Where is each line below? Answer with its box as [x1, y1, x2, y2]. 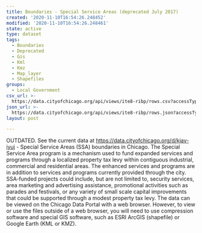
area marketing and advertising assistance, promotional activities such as [6, 182, 188, 189]
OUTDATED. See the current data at [6, 137, 95, 144]
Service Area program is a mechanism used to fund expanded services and [6, 150, 194, 157]
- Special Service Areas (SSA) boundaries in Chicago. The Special [16, 143, 180, 151]
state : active [6, 25, 42, 32]
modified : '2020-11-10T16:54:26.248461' [6, 20, 109, 26]
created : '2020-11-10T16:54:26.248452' [6, 14, 106, 20]
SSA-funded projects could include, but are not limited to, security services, [6, 175, 194, 182]
